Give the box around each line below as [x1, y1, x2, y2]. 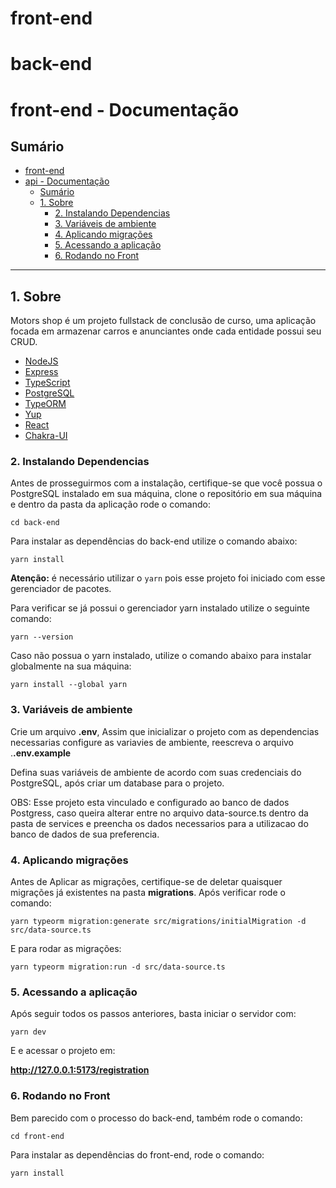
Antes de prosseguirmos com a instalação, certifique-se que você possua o [10, 477, 323, 489]
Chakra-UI [24, 430, 68, 442]
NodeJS [24, 355, 59, 367]
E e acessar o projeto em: [10, 1045, 116, 1057]
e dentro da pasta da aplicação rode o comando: [10, 498, 211, 511]
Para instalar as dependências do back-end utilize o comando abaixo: [10, 535, 298, 547]
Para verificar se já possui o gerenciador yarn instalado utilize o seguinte [10, 602, 310, 614]
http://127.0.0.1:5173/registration [10, 1064, 150, 1076]
